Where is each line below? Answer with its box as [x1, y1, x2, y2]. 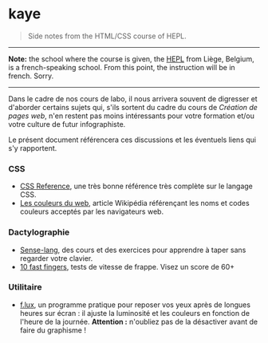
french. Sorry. [8, 71, 54, 81]
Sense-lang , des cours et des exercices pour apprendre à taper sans [19, 245, 246, 254]
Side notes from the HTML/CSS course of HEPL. [27, 31, 187, 41]
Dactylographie [8, 227, 70, 238]
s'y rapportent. [8, 143, 57, 152]
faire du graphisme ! [19, 325, 86, 335]
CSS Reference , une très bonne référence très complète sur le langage [19, 181, 254, 191]
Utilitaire [8, 282, 42, 293]
